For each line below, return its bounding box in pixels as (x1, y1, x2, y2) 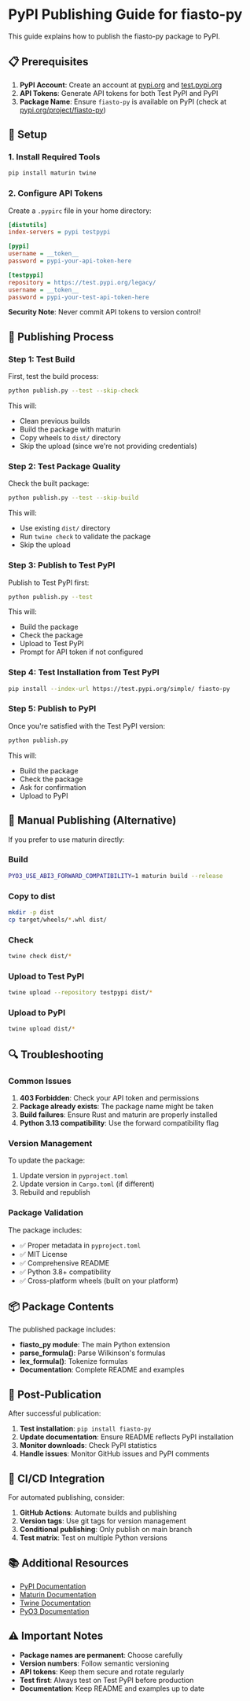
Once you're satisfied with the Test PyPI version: (8, 721, 166, 730)
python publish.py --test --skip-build (8, 494, 139, 502)
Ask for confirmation (19, 782, 86, 792)
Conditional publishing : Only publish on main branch (19, 1525, 193, 1534)
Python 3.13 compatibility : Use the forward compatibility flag (19, 1118, 219, 1127)
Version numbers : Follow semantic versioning (19, 1659, 170, 1668)
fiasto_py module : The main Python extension (19, 1340, 171, 1350)
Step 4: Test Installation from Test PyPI (8, 667, 160, 678)
